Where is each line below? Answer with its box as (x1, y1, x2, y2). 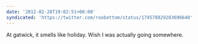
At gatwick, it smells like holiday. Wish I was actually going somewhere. (6, 31, 184, 38)
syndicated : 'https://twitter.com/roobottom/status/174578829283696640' (6, 14, 193, 20)
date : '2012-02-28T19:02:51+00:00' (6, 8, 96, 15)
